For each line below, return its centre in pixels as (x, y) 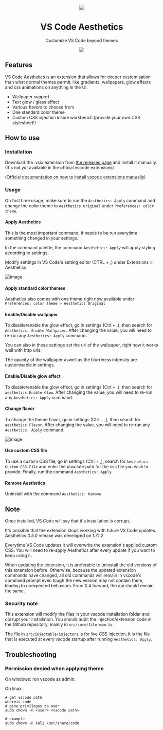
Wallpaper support (31, 97)
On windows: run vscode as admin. (40, 679)
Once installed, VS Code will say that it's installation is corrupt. (68, 521)
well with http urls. (24, 350)
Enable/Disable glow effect (33, 376)
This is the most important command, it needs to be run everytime (71, 233)
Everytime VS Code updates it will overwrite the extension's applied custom (81, 545)
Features (19, 65)
